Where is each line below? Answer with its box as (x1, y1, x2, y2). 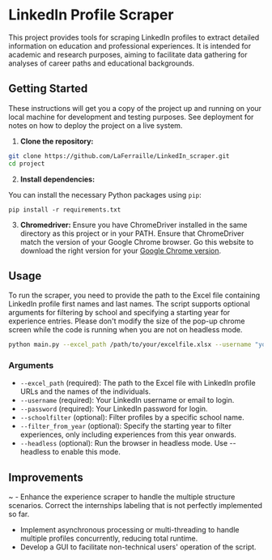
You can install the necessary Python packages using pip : (8, 190, 202, 199)
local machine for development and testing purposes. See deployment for (8, 112, 254, 122)
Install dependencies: (19, 174, 96, 184)
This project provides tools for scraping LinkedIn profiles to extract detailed (8, 32, 260, 42)
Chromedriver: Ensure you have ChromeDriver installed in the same (19, 220, 248, 229)
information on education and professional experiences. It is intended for (8, 41, 252, 50)
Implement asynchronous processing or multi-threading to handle (19, 525, 240, 535)
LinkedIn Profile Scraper (8, 6, 174, 24)
